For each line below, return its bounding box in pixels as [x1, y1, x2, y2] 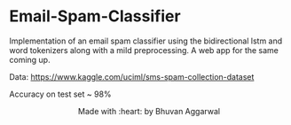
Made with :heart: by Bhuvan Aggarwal [78, 105, 220, 116]
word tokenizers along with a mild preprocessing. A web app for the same [9, 44, 279, 55]
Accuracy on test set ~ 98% [9, 89, 113, 99]
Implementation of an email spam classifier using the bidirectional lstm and [9, 35, 283, 46]
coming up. [9, 54, 51, 65]
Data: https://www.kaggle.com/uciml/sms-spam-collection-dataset [9, 71, 255, 82]
